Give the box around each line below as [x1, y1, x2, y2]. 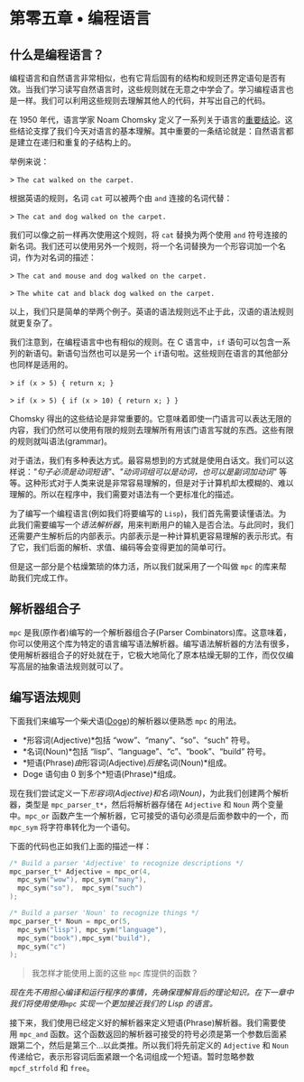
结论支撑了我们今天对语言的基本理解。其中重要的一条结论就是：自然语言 [16, 125, 286, 136]
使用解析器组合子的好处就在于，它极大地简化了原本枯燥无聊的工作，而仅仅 [9, 649, 286, 660]
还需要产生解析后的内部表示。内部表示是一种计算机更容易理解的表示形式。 [9, 531, 286, 541]
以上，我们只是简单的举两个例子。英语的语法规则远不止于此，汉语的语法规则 [9, 306, 294, 317]
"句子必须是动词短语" [32, 467, 113, 476]
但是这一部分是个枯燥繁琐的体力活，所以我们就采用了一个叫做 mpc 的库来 [9, 561, 280, 571]
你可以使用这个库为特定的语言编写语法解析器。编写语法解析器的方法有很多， [9, 638, 294, 649]
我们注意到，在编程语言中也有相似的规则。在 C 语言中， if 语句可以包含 [9, 337, 275, 347]
